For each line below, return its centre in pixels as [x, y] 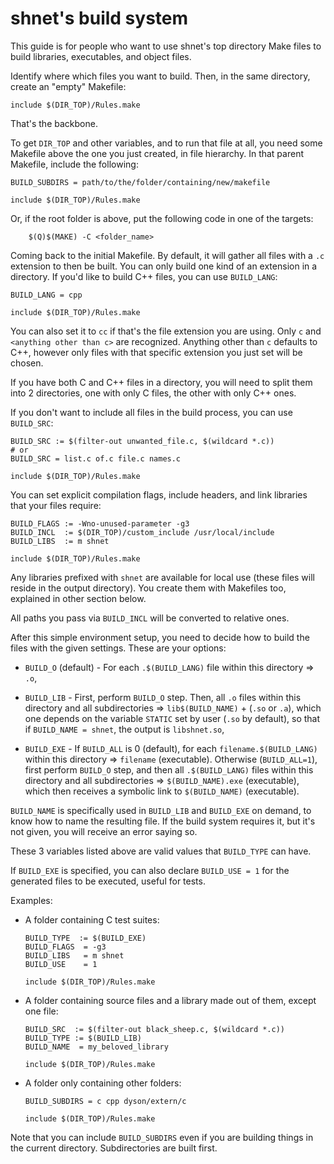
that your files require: [56, 505]
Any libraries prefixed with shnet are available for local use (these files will [163, 577]
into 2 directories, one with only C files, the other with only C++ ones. [153, 393]
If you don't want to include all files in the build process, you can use [151, 412]
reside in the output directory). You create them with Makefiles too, [148, 588]
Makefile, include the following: [74, 164]
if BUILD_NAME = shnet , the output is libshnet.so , [124, 729]
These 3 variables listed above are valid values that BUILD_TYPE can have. [161, 851]
